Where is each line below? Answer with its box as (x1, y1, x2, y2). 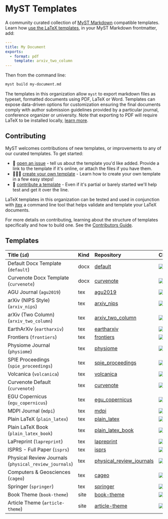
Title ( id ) (7, 251, 29, 258)
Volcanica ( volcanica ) (7, 370, 59, 377)
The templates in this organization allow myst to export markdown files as (5, 91, 156, 97)
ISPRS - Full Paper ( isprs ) (7, 446, 69, 453)
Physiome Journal (7, 341, 50, 348)
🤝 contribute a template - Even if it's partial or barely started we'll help (12, 181, 157, 187)
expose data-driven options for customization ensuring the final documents (5, 101, 161, 107)
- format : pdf (9, 53, 39, 59)
